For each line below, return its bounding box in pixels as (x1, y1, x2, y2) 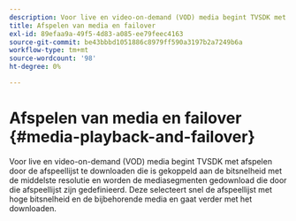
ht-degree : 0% (9, 63, 62, 72)
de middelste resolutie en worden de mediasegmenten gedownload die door (9, 174, 287, 186)
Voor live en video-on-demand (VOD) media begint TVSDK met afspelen (9, 156, 272, 166)
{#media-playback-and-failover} (9, 127, 256, 147)
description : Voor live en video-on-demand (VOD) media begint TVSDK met (9, 12, 287, 22)
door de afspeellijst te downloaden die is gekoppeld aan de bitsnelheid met (9, 165, 283, 176)
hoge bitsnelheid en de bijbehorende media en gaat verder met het (9, 194, 253, 204)
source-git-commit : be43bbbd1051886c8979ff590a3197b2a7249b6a (9, 37, 243, 47)
